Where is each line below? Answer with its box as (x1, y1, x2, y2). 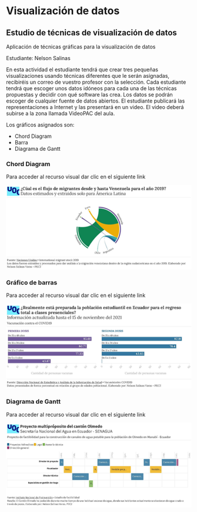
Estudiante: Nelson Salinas (6, 55, 71, 61)
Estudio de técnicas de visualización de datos (6, 28, 178, 38)
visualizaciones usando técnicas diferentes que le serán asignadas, (6, 72, 169, 79)
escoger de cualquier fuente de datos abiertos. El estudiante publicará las (6, 97, 185, 104)
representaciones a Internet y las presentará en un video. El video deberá (6, 104, 184, 110)
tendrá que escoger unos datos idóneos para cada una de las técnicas (6, 85, 178, 92)
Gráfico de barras (6, 278, 58, 286)
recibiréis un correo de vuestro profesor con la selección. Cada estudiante (6, 78, 186, 85)
